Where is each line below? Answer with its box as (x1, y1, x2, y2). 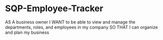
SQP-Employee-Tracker (5, 3, 104, 14)
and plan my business (5, 29, 49, 35)
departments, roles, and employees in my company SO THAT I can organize (5, 24, 158, 30)
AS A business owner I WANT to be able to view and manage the (5, 19, 136, 25)
